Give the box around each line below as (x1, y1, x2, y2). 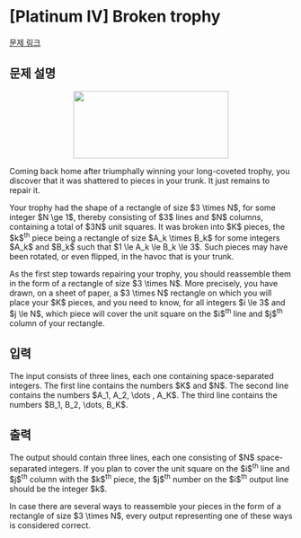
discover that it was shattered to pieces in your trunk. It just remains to (9, 175, 270, 186)
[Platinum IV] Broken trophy (9, 6, 221, 27)
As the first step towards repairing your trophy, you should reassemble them (9, 269, 292, 279)
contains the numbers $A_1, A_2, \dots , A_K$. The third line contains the (9, 389, 279, 401)
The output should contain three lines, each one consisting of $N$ (9, 452, 255, 463)
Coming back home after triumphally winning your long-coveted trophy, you (9, 165, 290, 176)
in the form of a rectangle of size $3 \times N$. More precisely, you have (9, 278, 279, 289)
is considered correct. (9, 520, 92, 531)
